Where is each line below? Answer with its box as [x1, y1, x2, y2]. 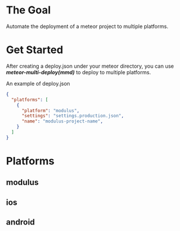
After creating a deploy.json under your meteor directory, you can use [6, 62, 174, 69]
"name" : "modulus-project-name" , [21, 118, 103, 124]
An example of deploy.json [6, 80, 70, 87]
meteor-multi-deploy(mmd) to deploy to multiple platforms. [6, 68, 151, 76]
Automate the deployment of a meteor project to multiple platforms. [6, 23, 168, 30]
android [6, 217, 35, 228]
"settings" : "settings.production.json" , [21, 113, 124, 119]
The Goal [6, 3, 51, 17]
